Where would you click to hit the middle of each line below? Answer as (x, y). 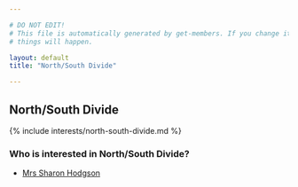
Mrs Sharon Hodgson (61, 173)
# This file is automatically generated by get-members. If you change (144, 33)
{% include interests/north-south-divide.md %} (95, 130)
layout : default (39, 58)
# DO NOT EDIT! (37, 25)
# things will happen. (51, 42)
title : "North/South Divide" (63, 66)
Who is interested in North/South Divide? (99, 153)
